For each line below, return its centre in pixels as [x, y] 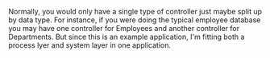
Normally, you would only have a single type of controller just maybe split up [135, 12]
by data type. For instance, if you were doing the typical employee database [135, 20]
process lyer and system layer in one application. [90, 45]
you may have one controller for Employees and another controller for [124, 28]
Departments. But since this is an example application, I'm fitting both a [127, 37]
